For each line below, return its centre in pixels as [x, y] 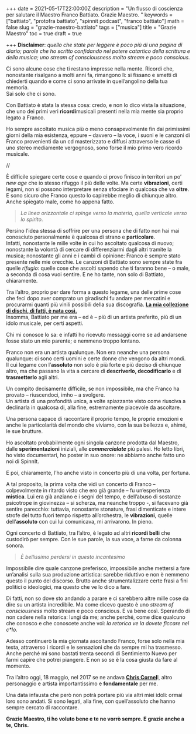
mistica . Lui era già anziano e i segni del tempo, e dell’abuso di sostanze [94, 497]
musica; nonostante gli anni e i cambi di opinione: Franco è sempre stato [93, 256]
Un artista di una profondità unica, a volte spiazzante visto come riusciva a [96, 401]
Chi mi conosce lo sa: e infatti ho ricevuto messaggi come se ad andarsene [97, 335]
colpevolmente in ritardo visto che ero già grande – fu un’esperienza [88, 490]
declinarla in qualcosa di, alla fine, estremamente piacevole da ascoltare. [94, 407]
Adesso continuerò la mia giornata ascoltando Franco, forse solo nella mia [95, 641]
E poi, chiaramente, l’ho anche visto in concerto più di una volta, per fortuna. [98, 473]
